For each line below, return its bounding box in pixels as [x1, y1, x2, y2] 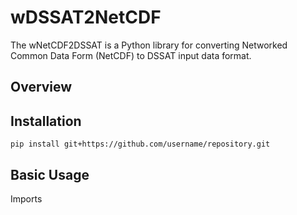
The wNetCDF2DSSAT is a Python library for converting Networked [10, 39, 288, 51]
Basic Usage [10, 166, 90, 183]
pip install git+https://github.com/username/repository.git [10, 139, 271, 150]
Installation [10, 112, 82, 130]
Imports [10, 192, 43, 205]
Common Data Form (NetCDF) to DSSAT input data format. [10, 49, 252, 61]
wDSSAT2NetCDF [10, 6, 162, 29]
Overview [10, 79, 73, 96]
